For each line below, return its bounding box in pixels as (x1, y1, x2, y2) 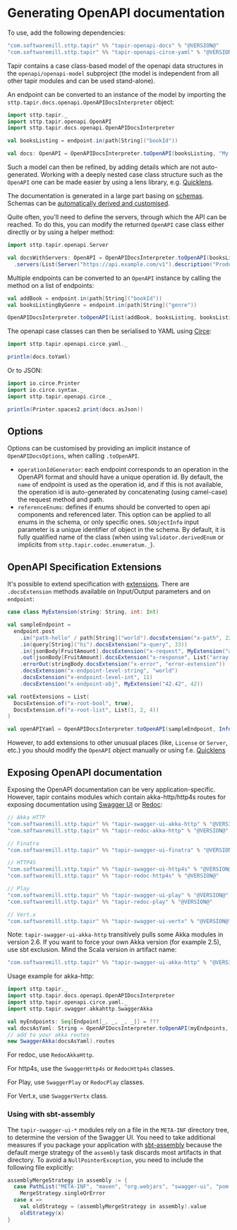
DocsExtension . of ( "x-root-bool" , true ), (13, 700, 134, 707)
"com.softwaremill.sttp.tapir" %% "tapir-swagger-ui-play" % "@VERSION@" (7, 891, 229, 899)
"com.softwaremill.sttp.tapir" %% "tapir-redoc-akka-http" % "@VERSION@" (7, 827, 229, 834)
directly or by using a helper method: (7, 228, 115, 236)
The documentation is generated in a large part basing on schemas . (7, 192, 205, 200)
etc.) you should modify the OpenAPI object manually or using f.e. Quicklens (7, 746, 226, 755)
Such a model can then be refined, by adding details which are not (7, 163, 201, 171)
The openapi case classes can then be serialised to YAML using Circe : (7, 327, 212, 335)
